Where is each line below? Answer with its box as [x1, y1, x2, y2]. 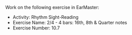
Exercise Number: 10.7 [12, 25, 60, 31]
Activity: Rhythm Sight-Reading [12, 14, 79, 20]
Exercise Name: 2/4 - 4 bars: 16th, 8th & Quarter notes [12, 20, 127, 25]
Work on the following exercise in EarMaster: [5, 5, 99, 10]
